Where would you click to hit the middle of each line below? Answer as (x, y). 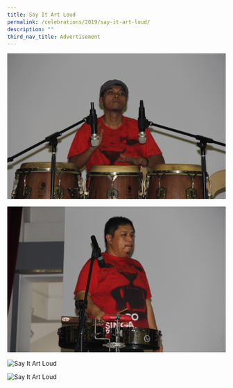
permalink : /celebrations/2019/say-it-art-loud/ (79, 22)
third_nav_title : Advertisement (54, 37)
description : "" (31, 29)
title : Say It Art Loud (42, 15)
